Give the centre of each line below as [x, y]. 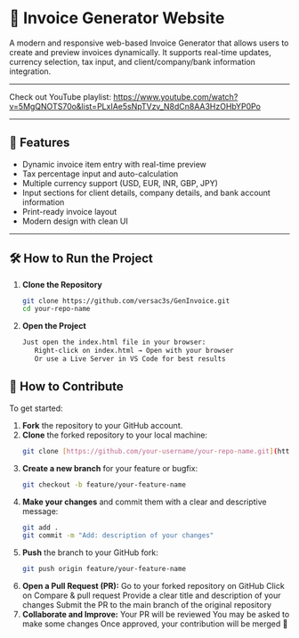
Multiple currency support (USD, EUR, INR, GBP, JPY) [120, 183]
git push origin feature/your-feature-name [104, 569]
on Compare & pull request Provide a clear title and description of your [152, 595]
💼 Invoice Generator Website [117, 18]
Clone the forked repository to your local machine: [114, 435]
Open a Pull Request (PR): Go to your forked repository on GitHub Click [153, 586]
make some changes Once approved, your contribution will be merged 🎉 [155, 624]
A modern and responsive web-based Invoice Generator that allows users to [149, 43]
